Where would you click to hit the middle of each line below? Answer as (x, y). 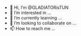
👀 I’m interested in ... (30, 13)
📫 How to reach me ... (32, 28)
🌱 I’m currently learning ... (36, 18)
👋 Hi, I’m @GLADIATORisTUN (39, 8)
